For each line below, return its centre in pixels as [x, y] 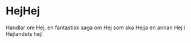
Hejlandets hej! [24, 33]
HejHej [23, 11]
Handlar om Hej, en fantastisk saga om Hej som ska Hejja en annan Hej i [95, 27]
